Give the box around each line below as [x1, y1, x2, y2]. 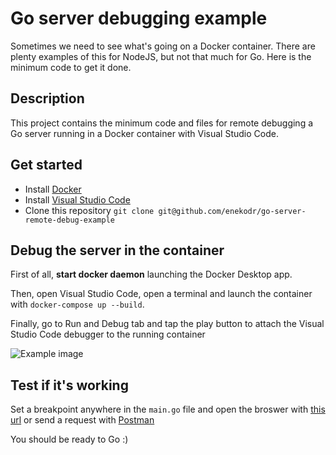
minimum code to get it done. [10, 61, 132, 73]
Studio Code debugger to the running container [10, 328, 206, 341]
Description [10, 90, 85, 107]
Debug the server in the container [10, 242, 225, 259]
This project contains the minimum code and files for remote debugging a [10, 117, 314, 129]
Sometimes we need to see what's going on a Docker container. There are [10, 40, 316, 52]
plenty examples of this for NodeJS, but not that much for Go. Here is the [10, 50, 312, 62]
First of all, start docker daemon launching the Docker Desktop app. [10, 268, 293, 281]
